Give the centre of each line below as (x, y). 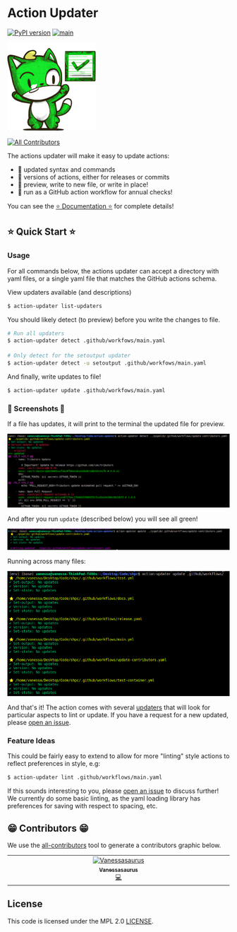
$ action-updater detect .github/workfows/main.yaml (86, 341)
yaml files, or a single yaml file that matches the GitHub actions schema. (112, 278)
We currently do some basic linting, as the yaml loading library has (104, 798)
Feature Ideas (31, 741)
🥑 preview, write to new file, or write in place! (83, 184)
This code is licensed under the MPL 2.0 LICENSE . (80, 921)
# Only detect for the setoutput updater (69, 356)
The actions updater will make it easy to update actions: (89, 155)
